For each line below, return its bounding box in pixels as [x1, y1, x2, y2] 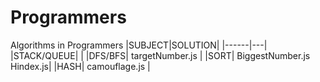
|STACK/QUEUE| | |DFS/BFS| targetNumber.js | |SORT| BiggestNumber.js [10, 49, 311, 61]
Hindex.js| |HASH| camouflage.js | [10, 60, 151, 72]
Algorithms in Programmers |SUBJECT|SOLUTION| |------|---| [10, 39, 268, 51]
